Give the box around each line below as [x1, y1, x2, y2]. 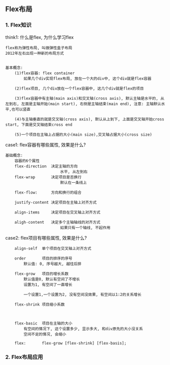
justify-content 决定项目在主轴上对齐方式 [14, 200, 97, 205]
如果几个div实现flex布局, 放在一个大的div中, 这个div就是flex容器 [23, 76, 152, 81]
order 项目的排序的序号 [14, 255, 72, 261]
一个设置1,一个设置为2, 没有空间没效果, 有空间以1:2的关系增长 [23, 292, 142, 297]
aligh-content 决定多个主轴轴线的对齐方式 [14, 220, 101, 225]
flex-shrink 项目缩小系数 [14, 302, 65, 307]
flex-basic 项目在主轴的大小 [14, 320, 72, 326]
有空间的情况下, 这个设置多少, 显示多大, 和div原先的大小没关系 [23, 326, 143, 331]
